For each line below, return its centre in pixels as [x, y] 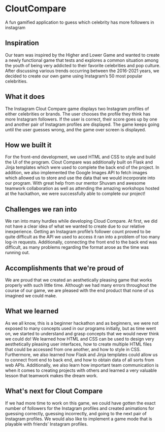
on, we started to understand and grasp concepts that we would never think [82, 333]
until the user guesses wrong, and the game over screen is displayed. [76, 129]
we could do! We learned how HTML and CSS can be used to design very [80, 339]
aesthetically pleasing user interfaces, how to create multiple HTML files [78, 344]
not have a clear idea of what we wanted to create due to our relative [75, 226]
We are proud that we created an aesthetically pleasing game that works [79, 280]
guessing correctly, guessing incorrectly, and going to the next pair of [76, 413]
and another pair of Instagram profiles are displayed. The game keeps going [82, 124]
